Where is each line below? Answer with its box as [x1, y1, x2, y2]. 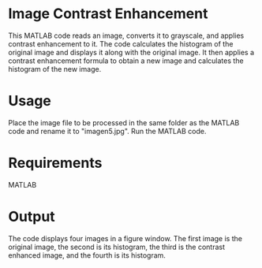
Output [8, 208, 55, 225]
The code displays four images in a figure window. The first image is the [8, 233, 243, 243]
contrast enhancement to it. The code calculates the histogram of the [8, 39, 234, 48]
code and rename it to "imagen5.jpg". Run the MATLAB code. [8, 126, 207, 136]
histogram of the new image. [8, 64, 102, 73]
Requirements [8, 154, 103, 172]
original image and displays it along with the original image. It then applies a [8, 47, 255, 57]
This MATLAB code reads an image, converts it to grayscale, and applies [8, 31, 245, 40]
